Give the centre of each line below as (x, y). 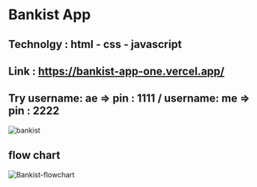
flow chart (34, 155)
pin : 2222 (34, 111)
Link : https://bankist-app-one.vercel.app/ (117, 71)
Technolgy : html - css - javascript (95, 44)
